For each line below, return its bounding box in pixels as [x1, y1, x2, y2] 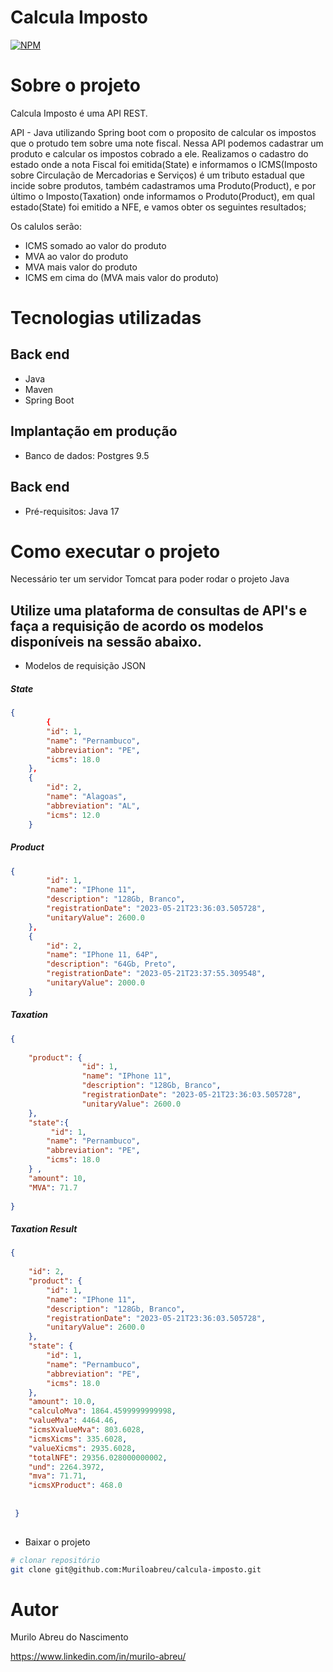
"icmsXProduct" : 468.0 [28, 1481, 123, 1491]
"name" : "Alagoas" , [46, 792, 128, 802]
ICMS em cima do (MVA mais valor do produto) [24, 271, 220, 283]
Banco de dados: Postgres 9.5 [24, 449, 150, 461]
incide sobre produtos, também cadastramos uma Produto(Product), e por [10, 179, 317, 191]
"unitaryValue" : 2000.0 [46, 978, 145, 988]
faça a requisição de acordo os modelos [10, 617, 264, 635]
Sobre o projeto [10, 74, 141, 97]
